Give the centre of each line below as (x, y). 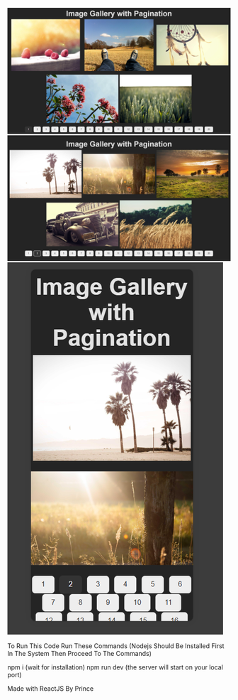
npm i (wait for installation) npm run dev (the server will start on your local (115, 667)
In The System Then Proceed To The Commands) (80, 653)
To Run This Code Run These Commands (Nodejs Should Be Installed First (116, 646)
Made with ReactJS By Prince (51, 689)
